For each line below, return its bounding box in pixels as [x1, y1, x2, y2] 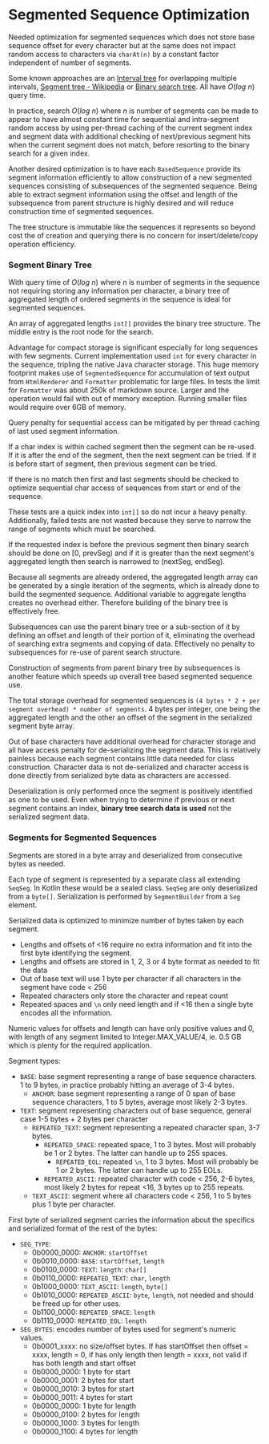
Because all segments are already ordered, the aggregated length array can [8, 572, 259, 582]
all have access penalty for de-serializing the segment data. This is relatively [8, 745, 262, 755]
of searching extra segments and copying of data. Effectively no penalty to [8, 639, 255, 649]
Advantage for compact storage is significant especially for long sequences [8, 343, 259, 352]
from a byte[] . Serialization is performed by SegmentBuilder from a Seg [8, 891, 241, 901]
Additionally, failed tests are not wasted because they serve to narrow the [8, 516, 251, 525]
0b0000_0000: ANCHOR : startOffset [31, 1247, 148, 1257]
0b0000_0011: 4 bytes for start [31, 1392, 134, 1401]
